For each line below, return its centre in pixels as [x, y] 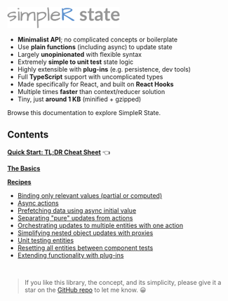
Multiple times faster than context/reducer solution [91, 92]
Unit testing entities [46, 240]
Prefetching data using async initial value [77, 210]
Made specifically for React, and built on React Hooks [95, 84]
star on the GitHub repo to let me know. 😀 [85, 290]
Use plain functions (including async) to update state [95, 47]
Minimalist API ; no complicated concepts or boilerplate [97, 39]
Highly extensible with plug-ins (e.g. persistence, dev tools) [104, 69]
